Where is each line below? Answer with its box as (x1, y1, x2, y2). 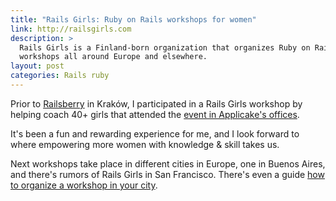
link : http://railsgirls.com (10, 24, 132, 34)
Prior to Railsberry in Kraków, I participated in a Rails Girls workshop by (10, 97, 303, 110)
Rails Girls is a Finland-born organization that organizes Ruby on (19, 42, 311, 53)
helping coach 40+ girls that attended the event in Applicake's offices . (10, 108, 300, 120)
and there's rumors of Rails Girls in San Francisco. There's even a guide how (10, 168, 325, 180)
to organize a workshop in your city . (10, 179, 158, 191)
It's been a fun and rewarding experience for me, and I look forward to (10, 127, 300, 140)
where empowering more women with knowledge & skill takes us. (10, 138, 280, 150)
